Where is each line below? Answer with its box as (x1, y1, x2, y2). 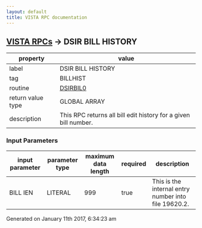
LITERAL (46, 188, 71, 197)
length (90, 167, 109, 175)
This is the (152, 177, 182, 185)
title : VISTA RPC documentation (6, 14, 87, 20)
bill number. (60, 118, 93, 127)
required (121, 160, 147, 168)
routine (9, 84, 29, 92)
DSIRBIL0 (60, 84, 87, 92)
